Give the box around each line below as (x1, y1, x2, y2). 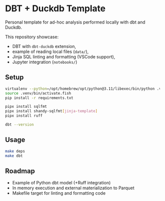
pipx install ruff (5, 113, 43, 118)
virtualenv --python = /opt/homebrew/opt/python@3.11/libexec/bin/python (5, 86, 155, 91)
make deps (5, 149, 26, 153)
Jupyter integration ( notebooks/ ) (12, 59, 78, 65)
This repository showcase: (5, 34, 59, 40)
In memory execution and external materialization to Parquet (12, 185, 135, 191)
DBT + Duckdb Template (5, 3, 106, 14)
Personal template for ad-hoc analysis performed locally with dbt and (5, 19, 146, 25)
